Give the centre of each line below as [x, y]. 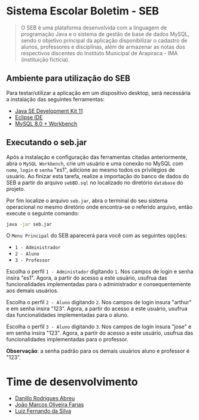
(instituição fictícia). [45, 59]
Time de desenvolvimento [72, 382]
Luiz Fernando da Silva [43, 411]
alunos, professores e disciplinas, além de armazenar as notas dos [103, 47]
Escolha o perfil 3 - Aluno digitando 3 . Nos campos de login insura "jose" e [99, 327]
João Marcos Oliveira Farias [49, 405]
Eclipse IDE [29, 117]
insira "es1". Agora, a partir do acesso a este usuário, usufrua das [87, 278]
